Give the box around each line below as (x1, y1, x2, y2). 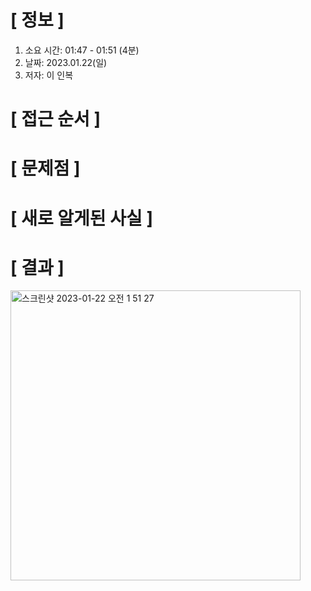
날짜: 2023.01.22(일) (24, 56, 108, 68)
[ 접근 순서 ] (10, 108, 102, 131)
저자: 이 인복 (24, 69, 74, 81)
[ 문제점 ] (10, 157, 81, 180)
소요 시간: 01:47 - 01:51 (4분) (24, 44, 140, 56)
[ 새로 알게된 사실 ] (10, 207, 153, 230)
